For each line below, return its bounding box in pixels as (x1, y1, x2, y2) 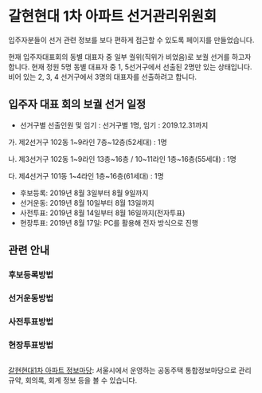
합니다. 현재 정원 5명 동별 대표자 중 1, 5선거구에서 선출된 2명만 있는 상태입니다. (8, 61, 252, 72)
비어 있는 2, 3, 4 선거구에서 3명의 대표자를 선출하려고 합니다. (8, 72, 197, 81)
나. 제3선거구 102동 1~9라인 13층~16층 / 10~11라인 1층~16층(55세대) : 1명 (8, 154, 237, 163)
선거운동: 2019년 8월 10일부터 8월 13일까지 (19, 198, 154, 207)
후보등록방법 (8, 269, 54, 281)
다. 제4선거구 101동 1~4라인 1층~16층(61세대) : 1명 (8, 171, 165, 180)
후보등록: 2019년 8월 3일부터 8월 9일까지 (19, 188, 149, 198)
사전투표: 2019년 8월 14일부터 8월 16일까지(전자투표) (19, 208, 186, 218)
